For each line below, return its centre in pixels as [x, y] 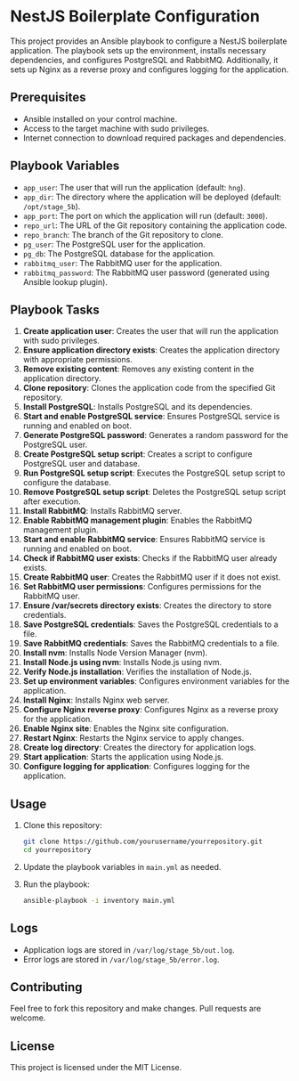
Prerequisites [48, 98]
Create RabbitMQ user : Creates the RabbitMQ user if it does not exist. [152, 577]
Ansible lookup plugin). [65, 281]
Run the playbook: [56, 884]
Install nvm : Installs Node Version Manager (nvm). [115, 653]
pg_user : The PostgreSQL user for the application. [114, 244]
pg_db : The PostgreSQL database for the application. [119, 253]
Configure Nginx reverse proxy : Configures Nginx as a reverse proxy [150, 710]
